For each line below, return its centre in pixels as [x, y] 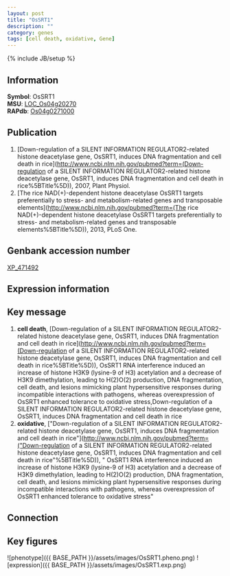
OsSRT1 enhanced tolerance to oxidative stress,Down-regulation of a [115, 401]
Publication [32, 133]
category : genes [30, 33]
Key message [37, 312]
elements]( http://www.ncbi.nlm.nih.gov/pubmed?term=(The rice [108, 207]
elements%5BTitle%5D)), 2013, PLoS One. [77, 229]
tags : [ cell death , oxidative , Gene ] [61, 39]
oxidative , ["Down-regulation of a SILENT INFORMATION [98, 423]
